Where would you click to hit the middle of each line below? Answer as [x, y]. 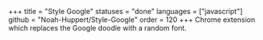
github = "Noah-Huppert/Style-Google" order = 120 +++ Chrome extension [132, 20]
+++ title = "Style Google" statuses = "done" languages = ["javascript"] [126, 11]
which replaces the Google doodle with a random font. [98, 28]
